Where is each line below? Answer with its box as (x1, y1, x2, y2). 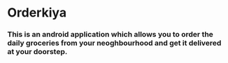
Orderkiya (7, 5, 67, 21)
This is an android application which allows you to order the (7, 30, 213, 39)
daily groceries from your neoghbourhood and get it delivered (7, 38, 222, 48)
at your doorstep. (7, 47, 68, 57)
